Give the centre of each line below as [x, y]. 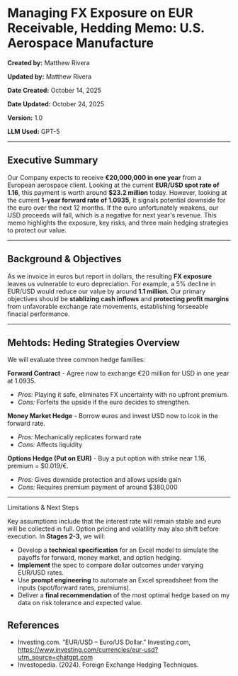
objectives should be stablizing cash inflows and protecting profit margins [118, 298]
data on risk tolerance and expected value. [80, 603]
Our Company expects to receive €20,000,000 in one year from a [104, 177]
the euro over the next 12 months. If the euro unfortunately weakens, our [113, 208]
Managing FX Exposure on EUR [100, 13]
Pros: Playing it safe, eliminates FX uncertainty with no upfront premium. [123, 395]
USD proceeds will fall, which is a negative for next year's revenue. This [112, 215]
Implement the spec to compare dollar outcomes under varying [110, 565]
